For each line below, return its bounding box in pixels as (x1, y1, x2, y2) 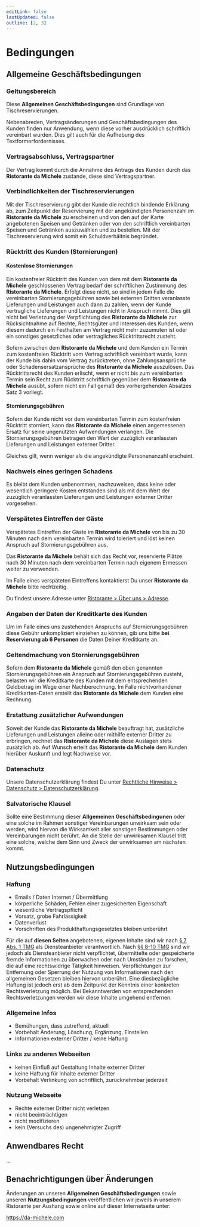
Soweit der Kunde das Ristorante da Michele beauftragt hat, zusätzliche (6, 725, 184, 732)
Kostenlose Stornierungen (6, 262, 73, 269)
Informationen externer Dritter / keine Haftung (14, 1035, 128, 1042)
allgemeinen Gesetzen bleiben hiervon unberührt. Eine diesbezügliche (6, 975, 179, 982)
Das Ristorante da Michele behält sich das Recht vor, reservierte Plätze (6, 553, 183, 560)
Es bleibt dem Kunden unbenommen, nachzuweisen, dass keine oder (6, 481, 176, 488)
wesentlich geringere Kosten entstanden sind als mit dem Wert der (6, 487, 170, 494)
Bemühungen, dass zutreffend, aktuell (14, 1022, 109, 1029)
